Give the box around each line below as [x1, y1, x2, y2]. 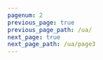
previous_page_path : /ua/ [7, 26, 92, 34]
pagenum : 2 [7, 11, 43, 19]
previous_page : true [7, 19, 75, 26]
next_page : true [7, 33, 61, 41]
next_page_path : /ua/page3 [7, 41, 96, 48]
